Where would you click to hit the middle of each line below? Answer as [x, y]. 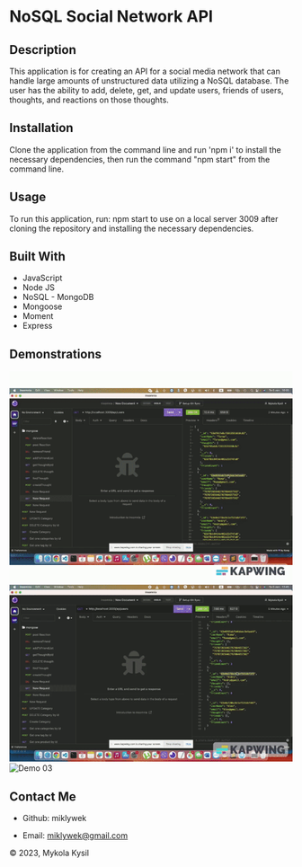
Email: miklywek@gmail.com [75, 836]
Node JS [39, 288]
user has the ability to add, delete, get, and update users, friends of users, [147, 90]
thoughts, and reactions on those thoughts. [89, 100]
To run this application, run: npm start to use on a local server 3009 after [144, 218]
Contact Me [43, 796]
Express [37, 326]
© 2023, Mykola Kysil [49, 853]
